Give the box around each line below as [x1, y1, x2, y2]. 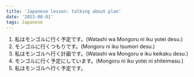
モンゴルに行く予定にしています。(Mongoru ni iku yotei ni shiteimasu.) [14, 57, 184, 64]
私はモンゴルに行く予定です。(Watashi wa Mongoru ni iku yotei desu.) [14, 36, 183, 43]
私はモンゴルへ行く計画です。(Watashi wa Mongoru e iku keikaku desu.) [14, 50, 189, 57]
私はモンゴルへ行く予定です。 [14, 65, 86, 72]
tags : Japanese [6, 19, 43, 25]
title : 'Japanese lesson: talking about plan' [6, 8, 122, 14]
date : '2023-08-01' [6, 14, 54, 20]
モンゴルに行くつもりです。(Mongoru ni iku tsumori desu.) [14, 43, 155, 50]
